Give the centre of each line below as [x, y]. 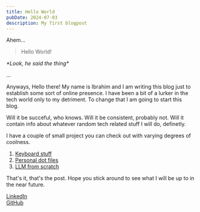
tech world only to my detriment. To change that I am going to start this [94, 99]
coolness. [18, 142]
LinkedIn [17, 196]
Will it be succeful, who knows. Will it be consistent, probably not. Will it [95, 117]
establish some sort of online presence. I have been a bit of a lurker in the [97, 93]
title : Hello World [31, 12]
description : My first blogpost [47, 23]
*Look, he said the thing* [38, 63]
